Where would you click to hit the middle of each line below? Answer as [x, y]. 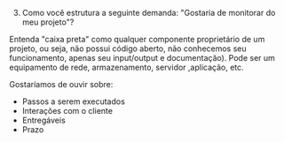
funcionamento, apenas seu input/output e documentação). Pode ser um [142, 58]
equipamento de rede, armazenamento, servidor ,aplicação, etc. [126, 67]
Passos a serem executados [74, 101]
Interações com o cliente [67, 111]
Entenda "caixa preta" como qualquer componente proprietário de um [137, 39]
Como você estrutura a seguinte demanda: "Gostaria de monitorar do [149, 13]
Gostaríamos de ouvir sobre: [61, 84]
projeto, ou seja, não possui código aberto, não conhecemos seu [128, 49]
